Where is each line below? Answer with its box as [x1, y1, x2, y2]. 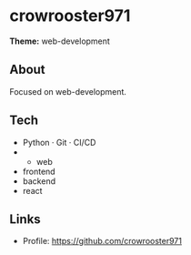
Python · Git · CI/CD [22, 137, 96, 148]
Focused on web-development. [9, 86, 127, 97]
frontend [22, 166, 56, 177]
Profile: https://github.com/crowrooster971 [22, 236, 182, 247]
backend [22, 175, 56, 187]
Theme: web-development [9, 36, 111, 46]
